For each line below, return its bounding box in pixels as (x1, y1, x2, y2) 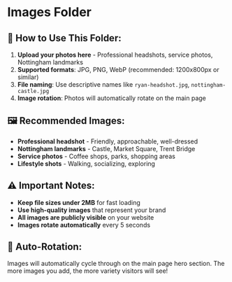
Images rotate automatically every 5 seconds (17, 220, 151, 229)
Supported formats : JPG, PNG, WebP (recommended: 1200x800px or (17, 66, 220, 73)
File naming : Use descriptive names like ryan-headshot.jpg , (17, 80, 190, 88)
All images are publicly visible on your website (17, 213, 154, 221)
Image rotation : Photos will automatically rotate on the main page (17, 94, 206, 102)
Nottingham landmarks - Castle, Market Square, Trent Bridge (17, 144, 196, 153)
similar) (17, 73, 39, 81)
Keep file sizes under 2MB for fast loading (17, 198, 141, 206)
